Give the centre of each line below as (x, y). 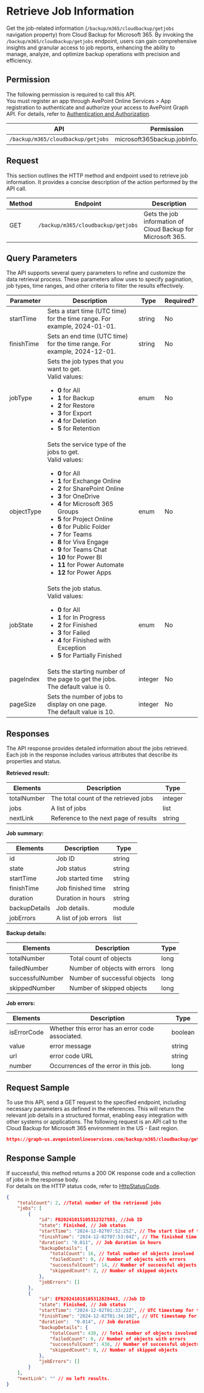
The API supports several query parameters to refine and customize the (96, 273)
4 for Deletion (77, 421)
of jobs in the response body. (43, 1179)
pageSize (23, 704)
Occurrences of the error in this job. (100, 1066)
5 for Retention (79, 429)
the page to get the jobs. (82, 679)
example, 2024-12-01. (82, 352)
